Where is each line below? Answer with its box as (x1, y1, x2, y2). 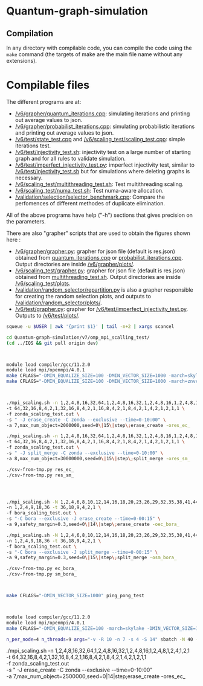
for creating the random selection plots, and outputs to (14, 292, 151, 300)
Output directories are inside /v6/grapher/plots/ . (14, 260, 135, 268)
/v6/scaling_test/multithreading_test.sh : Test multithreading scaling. (14, 180, 184, 188)
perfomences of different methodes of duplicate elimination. (14, 199, 165, 207)
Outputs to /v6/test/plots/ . (14, 312, 80, 319)
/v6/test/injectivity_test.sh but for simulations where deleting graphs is (14, 167, 190, 175)
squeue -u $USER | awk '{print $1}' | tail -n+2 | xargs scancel (6, 323, 175, 330)
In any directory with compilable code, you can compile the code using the (6, 44, 192, 51)
